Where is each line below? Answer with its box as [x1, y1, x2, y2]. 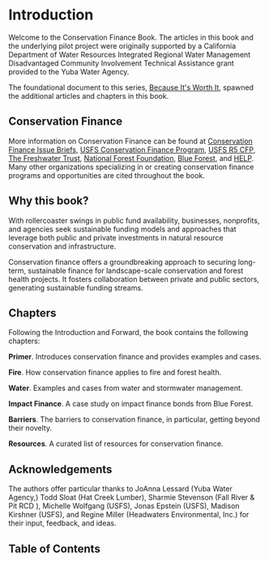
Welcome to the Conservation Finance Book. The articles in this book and [8, 32, 254, 42]
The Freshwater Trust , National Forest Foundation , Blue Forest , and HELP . [8, 153, 254, 163]
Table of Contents [8, 542, 101, 555]
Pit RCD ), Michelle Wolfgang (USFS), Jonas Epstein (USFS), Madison [8, 501, 241, 511]
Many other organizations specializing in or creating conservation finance [8, 162, 254, 172]
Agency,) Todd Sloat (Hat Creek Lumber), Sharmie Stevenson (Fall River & [8, 492, 255, 503]
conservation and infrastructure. [8, 241, 117, 251]
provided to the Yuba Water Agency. [8, 66, 130, 76]
